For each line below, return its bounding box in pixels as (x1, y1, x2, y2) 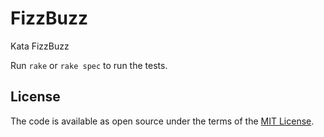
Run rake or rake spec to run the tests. (10, 59, 168, 71)
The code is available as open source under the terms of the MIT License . (10, 115, 315, 127)
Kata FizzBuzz (10, 40, 70, 52)
